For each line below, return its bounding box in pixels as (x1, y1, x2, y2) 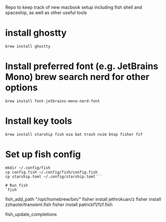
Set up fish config (5, 149, 81, 160)
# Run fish (5, 183, 28, 188)
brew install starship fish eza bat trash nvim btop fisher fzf (5, 132, 143, 137)
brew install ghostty (5, 44, 51, 49)
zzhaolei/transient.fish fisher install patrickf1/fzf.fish (5, 201, 113, 207)
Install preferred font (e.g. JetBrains (5, 60, 158, 72)
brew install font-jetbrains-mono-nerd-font (5, 98, 100, 104)
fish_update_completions (5, 211, 57, 217)
